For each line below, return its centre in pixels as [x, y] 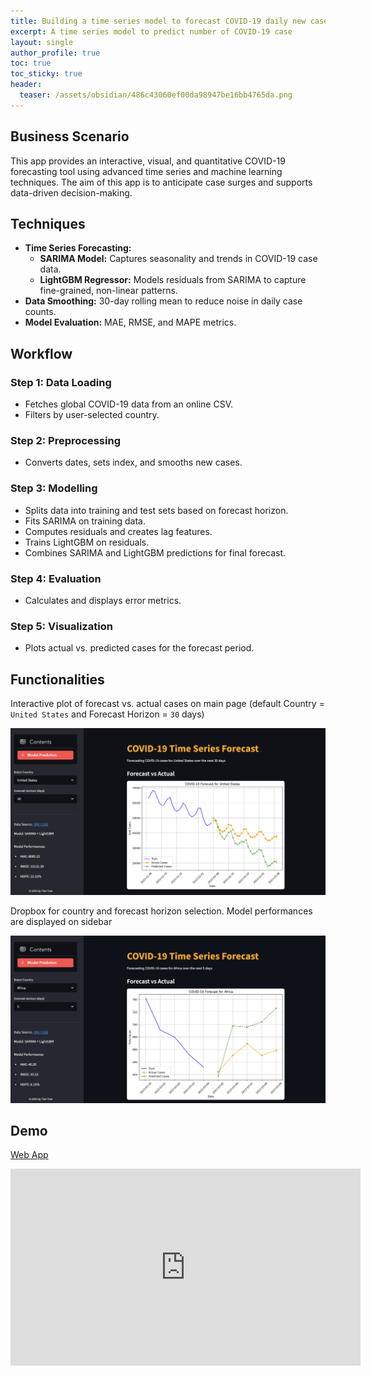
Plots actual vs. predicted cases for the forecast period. [139, 648]
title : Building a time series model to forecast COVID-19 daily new [158, 21]
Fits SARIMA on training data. [85, 521]
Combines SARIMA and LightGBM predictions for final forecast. [155, 552]
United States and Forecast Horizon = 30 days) [107, 714]
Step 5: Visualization [61, 626]
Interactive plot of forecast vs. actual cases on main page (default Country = [167, 704]
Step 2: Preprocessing [65, 440]
